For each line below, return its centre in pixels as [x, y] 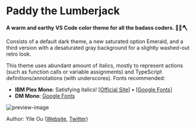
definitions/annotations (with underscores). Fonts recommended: [86, 78]
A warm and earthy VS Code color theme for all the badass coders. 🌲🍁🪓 [97, 27]
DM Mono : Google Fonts [45, 95]
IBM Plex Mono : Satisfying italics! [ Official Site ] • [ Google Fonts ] [94, 89]
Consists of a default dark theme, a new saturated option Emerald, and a [95, 41]
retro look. [19, 54]
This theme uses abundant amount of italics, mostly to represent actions [94, 65]
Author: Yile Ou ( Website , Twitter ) [47, 119]
